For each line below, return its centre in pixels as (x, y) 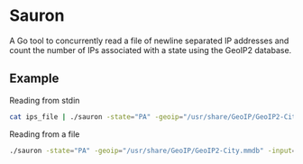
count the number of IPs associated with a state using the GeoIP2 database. (151, 50)
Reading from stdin (45, 100)
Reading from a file (45, 134)
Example (34, 79)
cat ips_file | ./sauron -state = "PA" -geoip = (96, 117)
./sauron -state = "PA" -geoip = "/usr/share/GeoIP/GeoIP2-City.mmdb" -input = (153, 150)
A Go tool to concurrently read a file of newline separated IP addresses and (149, 41)
